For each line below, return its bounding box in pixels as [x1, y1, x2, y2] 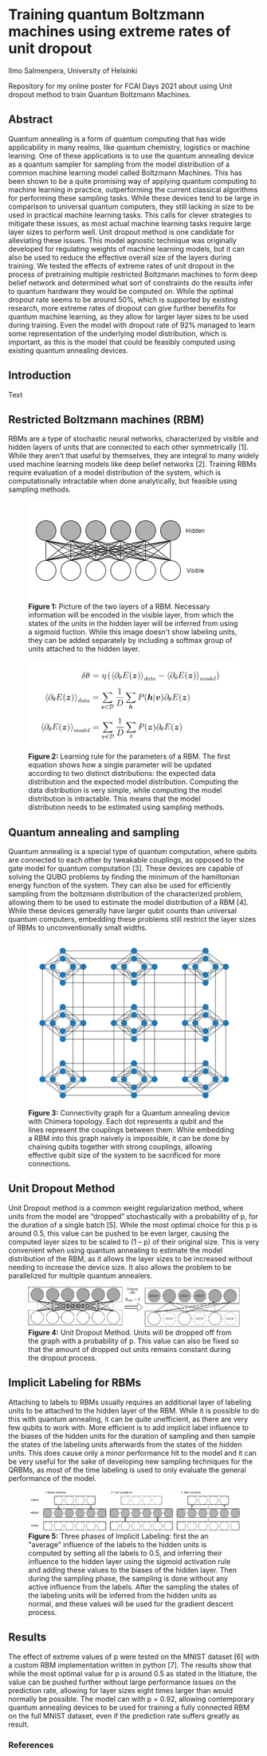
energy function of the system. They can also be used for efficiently [8, 880, 231, 890]
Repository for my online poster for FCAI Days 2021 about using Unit [8, 81, 233, 91]
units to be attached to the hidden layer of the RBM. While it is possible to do [8, 1405, 260, 1415]
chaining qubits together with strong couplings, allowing [28, 1142, 213, 1151]
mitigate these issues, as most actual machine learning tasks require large [8, 218, 251, 228]
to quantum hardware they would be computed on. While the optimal [8, 286, 234, 296]
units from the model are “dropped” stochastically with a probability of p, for [8, 1211, 259, 1221]
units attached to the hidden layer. [28, 644, 140, 654]
